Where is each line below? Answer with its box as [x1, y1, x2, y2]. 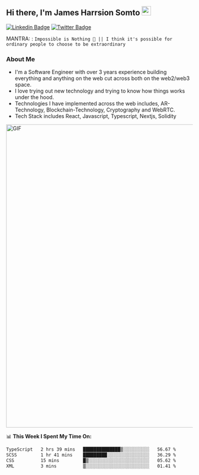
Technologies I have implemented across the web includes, [14, 100, 160, 107]
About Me [6, 55, 36, 63]
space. [14, 81, 31, 88]
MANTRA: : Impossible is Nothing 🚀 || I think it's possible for [6, 35, 173, 42]
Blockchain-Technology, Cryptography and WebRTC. [46, 106, 176, 113]
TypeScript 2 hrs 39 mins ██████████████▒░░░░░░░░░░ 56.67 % [6, 447, 176, 452]
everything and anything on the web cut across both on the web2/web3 [14, 75, 190, 82]
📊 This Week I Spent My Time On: [6, 433, 92, 440]
